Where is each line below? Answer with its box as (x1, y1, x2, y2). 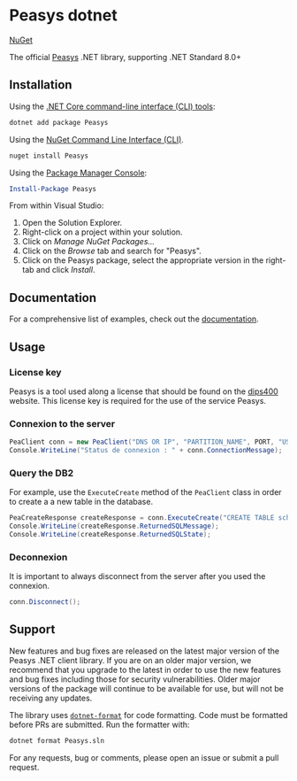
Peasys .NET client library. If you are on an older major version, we (9, 654, 252, 665)
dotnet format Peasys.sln (9, 736, 104, 745)
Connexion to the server (9, 417, 116, 429)
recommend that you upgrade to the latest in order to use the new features (9, 664, 281, 675)
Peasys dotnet (9, 5, 118, 26)
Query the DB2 (9, 467, 74, 479)
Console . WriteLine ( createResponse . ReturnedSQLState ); (9, 530, 212, 538)
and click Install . (35, 265, 95, 275)
